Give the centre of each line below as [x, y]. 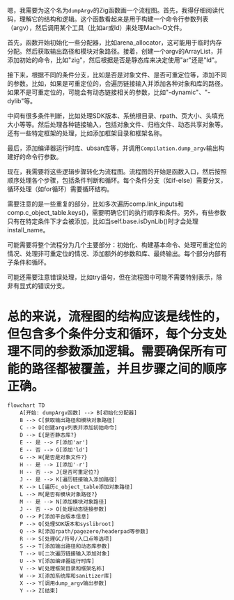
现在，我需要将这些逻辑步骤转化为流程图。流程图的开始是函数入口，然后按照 [117, 172]
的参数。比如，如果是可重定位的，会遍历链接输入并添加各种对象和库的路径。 [117, 83]
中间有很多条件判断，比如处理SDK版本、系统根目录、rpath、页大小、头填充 [116, 116]
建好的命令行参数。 [35, 157]
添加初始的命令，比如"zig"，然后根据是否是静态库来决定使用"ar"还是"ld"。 [114, 60]
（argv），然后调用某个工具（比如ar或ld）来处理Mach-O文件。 [96, 28]
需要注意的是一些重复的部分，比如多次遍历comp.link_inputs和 [96, 204]
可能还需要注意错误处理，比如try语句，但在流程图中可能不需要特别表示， [112, 277]
